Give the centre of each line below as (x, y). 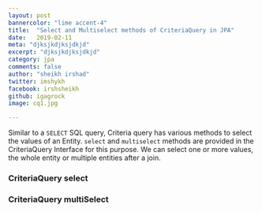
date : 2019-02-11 (40, 37)
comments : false (35, 67)
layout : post (30, 15)
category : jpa (32, 60)
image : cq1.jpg (33, 103)
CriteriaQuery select (48, 178)
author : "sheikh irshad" (49, 74)
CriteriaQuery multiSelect (58, 199)
